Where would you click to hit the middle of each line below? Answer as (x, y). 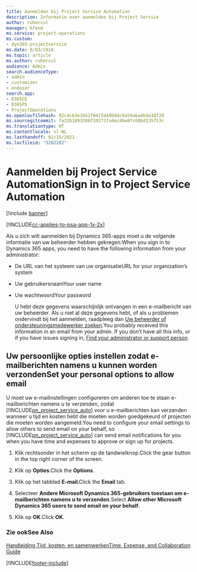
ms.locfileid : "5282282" (36, 143)
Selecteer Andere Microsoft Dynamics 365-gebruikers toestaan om (98, 493)
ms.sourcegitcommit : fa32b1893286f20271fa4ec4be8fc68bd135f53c (85, 121)
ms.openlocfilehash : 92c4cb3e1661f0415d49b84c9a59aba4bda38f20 (85, 115)
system (24, 272)
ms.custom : (19, 39)
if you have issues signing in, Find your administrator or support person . (102, 337)
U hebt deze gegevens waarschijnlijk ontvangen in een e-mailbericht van (103, 306)
